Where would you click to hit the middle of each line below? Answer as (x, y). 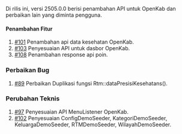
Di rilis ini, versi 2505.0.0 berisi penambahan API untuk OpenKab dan (91, 9)
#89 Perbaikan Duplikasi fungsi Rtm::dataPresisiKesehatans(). (91, 83)
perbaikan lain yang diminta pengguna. (54, 15)
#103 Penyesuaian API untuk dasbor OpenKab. (72, 48)
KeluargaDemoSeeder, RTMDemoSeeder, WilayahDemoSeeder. (93, 124)
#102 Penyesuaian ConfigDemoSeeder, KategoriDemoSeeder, (91, 118)
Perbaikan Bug (27, 70)
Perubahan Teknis (33, 99)
